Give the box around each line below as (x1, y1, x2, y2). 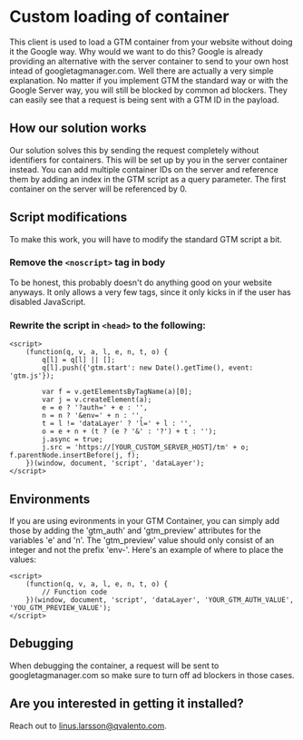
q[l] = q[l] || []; (42, 356, 116, 365)
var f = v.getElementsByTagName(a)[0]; (42, 388, 193, 397)
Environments (9, 491, 91, 507)
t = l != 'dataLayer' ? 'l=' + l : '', (42, 419, 193, 429)
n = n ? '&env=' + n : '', (42, 411, 144, 420)
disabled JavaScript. (9, 296, 86, 307)
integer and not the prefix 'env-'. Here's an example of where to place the (9, 544, 284, 555)
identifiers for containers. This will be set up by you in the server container (9, 154, 288, 165)
